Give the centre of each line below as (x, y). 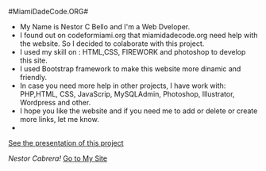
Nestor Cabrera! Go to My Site (58, 158)
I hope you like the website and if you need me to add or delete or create (139, 111)
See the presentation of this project (66, 143)
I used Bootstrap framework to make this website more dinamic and (130, 69)
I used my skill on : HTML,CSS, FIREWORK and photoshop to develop (133, 52)
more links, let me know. (59, 119)
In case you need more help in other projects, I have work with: (123, 85)
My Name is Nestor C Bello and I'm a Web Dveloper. (105, 27)
